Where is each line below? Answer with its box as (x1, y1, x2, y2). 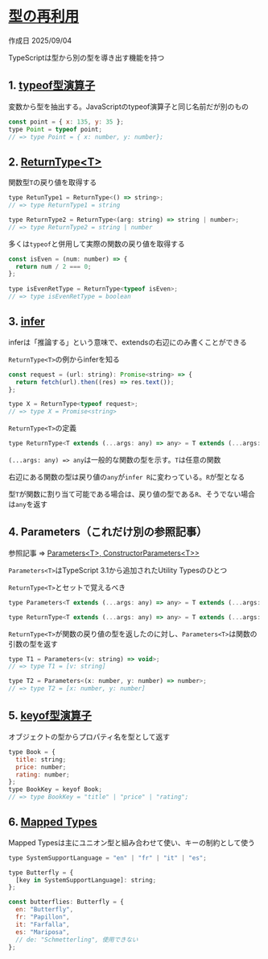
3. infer (8, 315, 46, 329)
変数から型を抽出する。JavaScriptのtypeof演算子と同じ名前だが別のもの (8, 102, 249, 111)
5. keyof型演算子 (8, 709, 93, 722)
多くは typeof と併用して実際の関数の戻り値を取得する (8, 239, 185, 249)
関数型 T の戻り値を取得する (8, 178, 97, 187)
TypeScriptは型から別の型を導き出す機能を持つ (8, 52, 165, 62)
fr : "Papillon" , (15, 913, 70, 921)
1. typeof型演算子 (8, 78, 96, 93)
